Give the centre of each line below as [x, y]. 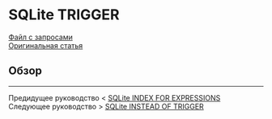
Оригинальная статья [46, 45]
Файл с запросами [40, 37]
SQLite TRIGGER [64, 15]
